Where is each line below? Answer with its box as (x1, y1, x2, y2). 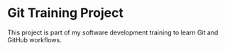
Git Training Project (7, 5, 124, 21)
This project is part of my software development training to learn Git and (7, 28, 219, 37)
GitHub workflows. (7, 35, 62, 44)
